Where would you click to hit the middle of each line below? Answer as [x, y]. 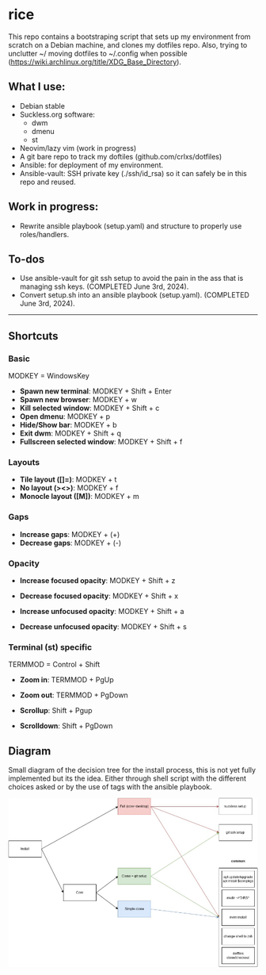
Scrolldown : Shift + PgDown [66, 726]
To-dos [27, 259]
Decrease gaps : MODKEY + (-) [70, 543]
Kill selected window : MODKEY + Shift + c [89, 408]
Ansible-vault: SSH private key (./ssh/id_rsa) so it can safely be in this [133, 173]
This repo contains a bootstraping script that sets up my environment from [129, 36]
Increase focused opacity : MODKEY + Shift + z [97, 580]
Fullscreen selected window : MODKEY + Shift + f [101, 442]
